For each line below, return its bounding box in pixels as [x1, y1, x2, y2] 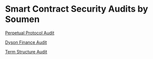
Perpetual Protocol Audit [5, 30, 55, 36]
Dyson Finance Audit [5, 39, 47, 45]
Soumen [5, 14, 40, 25]
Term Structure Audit [5, 49, 47, 55]
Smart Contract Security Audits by [5, 3, 148, 15]
